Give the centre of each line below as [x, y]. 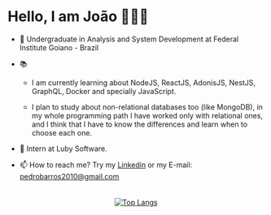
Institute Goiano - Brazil [59, 47]
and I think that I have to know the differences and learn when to [140, 124]
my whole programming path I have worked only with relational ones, [147, 115]
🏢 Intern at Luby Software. [63, 148]
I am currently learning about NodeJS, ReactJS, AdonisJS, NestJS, [143, 82]
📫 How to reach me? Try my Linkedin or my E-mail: [106, 165]
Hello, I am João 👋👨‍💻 [78, 17]
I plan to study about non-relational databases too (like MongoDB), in [147, 107]
